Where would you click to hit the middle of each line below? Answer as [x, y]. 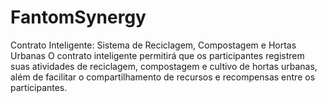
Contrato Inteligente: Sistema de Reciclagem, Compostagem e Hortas [153, 45]
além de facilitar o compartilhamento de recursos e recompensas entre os [163, 77]
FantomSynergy [78, 17]
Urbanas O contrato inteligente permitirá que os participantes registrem [157, 55]
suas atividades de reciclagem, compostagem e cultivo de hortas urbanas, [164, 66]
